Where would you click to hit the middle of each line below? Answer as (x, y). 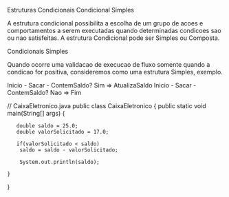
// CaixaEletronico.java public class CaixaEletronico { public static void (107, 106)
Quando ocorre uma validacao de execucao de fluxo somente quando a (109, 64)
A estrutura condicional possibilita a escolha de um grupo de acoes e (105, 23)
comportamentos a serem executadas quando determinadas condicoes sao (114, 31)
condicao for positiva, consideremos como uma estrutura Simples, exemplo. (115, 72)
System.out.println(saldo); (59, 162)
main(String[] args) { (36, 113)
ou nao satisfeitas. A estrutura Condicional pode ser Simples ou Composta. (113, 38)
